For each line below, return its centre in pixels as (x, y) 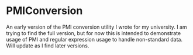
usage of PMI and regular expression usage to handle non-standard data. (94, 39)
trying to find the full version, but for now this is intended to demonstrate (94, 33)
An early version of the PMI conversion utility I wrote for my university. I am (96, 27)
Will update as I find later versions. (48, 46)
